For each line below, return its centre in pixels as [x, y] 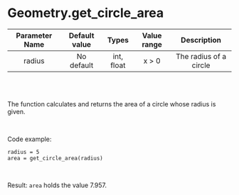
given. [17, 111]
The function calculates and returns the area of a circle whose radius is [112, 104]
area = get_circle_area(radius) [55, 158]
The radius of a [201, 56]
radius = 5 [23, 152]
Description [201, 40]
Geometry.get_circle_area [86, 13]
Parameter [34, 35]
